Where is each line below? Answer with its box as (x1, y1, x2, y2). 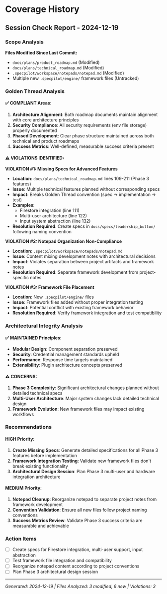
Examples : (12, 202, 35, 208)
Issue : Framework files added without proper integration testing (12, 299, 143, 305)
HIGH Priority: (5, 436, 35, 442)
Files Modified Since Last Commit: (5, 49, 78, 55)
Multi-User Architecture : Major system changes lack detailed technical (12, 395, 160, 401)
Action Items (5, 535, 37, 542)
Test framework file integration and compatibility (12, 558, 112, 564)
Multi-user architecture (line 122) (19, 213, 87, 219)
